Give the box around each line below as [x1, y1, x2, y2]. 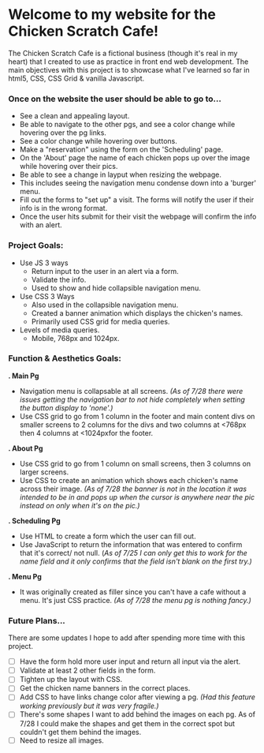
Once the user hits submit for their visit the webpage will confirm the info [19, 212, 257, 222]
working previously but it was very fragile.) [19, 701, 159, 711]
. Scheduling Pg [8, 515, 61, 526]
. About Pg [8, 444, 43, 453]
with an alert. [19, 220, 63, 230]
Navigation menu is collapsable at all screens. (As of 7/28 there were [19, 386, 244, 395]
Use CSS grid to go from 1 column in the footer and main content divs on [19, 411, 255, 421]
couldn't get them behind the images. [19, 727, 142, 736]
